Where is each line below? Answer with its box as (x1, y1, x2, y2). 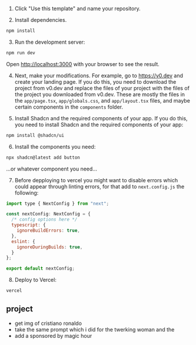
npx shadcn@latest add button (6, 155, 81, 160)
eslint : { (11, 238, 35, 244)
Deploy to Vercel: (14, 277, 57, 284)
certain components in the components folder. (14, 103, 124, 110)
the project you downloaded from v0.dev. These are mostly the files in (14, 91, 185, 98)
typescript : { (11, 222, 46, 228)
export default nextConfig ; (6, 265, 75, 272)
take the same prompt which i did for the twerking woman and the (14, 326, 175, 333)
